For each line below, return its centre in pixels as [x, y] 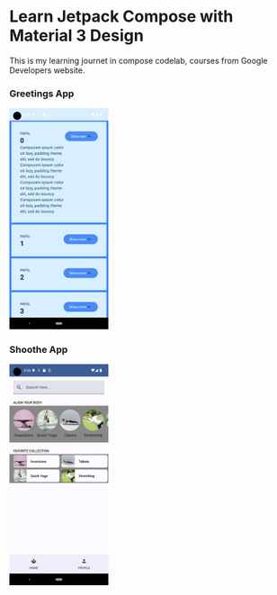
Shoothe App [39, 349]
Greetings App [42, 94]
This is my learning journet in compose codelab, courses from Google [138, 60]
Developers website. [47, 70]
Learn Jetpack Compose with [121, 17]
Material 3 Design [76, 36]
